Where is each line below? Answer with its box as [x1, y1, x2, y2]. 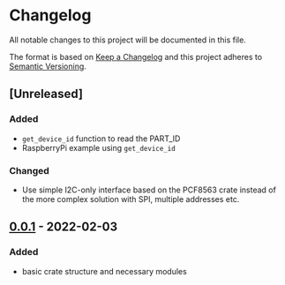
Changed [9, 164, 50, 176]
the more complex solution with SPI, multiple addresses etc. [21, 193, 240, 204]
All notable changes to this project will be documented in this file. [9, 34, 247, 45]
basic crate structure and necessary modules [21, 266, 187, 276]
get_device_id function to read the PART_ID [21, 133, 181, 144]
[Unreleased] [9, 86, 84, 101]
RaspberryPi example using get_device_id [21, 142, 176, 153]
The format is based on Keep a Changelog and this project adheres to [9, 51, 263, 62]
